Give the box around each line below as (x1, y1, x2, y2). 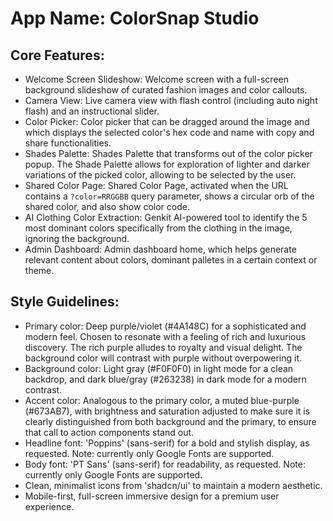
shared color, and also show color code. (24, 201, 190, 212)
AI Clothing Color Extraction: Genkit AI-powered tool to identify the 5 (24, 212, 308, 223)
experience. (24, 500, 75, 512)
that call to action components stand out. (24, 426, 195, 438)
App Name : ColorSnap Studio (10, 7, 260, 30)
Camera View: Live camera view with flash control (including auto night (24, 95, 318, 106)
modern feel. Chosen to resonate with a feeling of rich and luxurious (24, 330, 307, 342)
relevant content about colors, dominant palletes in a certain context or (24, 254, 318, 266)
